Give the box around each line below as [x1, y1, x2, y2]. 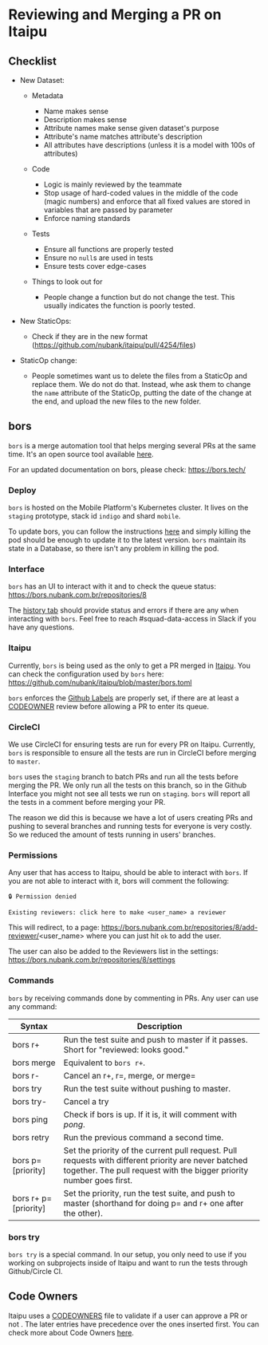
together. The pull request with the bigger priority [63, 1165, 249, 1176]
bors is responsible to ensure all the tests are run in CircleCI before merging [8, 748, 257, 757]
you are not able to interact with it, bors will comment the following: [8, 876, 230, 886]
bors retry [12, 1131, 49, 1142]
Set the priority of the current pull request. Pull [63, 1145, 238, 1156]
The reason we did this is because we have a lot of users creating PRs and [8, 813, 254, 822]
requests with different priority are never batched [63, 1154, 248, 1166]
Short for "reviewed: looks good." [63, 1043, 189, 1055]
